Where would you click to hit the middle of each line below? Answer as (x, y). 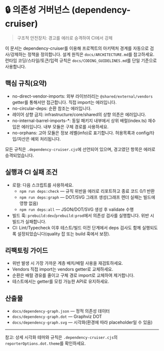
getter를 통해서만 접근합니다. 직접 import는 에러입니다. (64, 102)
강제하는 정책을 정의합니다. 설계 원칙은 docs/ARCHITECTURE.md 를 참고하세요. (82, 54)
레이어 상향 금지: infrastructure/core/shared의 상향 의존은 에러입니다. (79, 114)
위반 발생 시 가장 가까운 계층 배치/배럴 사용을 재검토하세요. (68, 263)
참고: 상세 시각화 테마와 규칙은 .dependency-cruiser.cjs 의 (61, 337)
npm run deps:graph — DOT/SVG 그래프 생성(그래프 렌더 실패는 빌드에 (87, 197)
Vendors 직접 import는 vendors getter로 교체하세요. (62, 269)
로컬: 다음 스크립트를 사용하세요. (43, 185)
